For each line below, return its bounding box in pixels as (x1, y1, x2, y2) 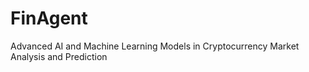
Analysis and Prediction (10, 50, 108, 62)
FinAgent (10, 7, 88, 30)
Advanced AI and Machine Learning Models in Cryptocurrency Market (10, 40, 300, 52)
